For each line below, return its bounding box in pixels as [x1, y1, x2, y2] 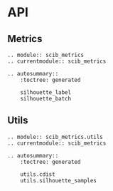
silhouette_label [20, 89, 72, 96]
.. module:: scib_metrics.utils [7, 133, 103, 140]
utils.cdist [20, 170, 55, 178]
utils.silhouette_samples [20, 177, 97, 184]
